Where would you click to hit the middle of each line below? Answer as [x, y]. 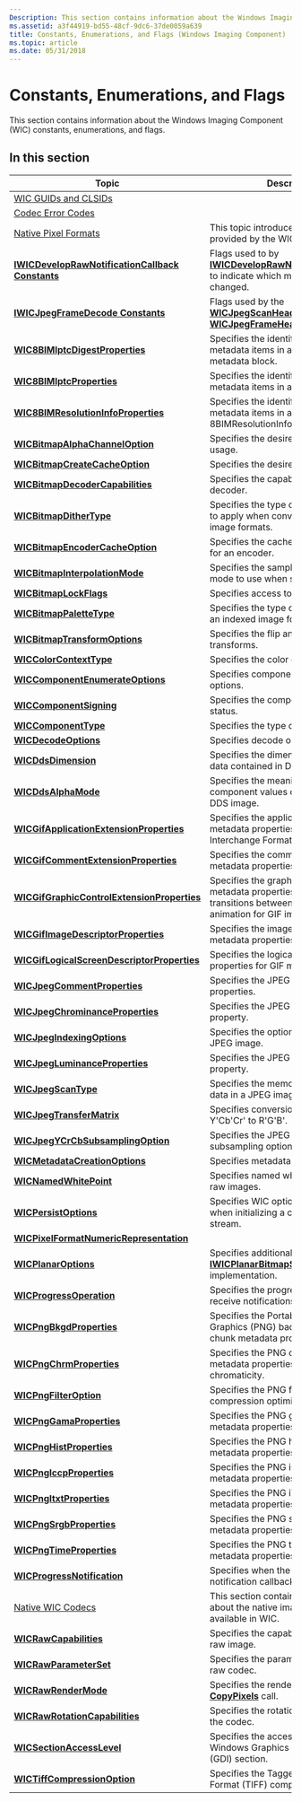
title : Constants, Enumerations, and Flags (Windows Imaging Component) [148, 34]
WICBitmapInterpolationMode [79, 573]
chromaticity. [237, 1375]
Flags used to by [244, 253]
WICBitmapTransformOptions [78, 639]
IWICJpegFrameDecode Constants [90, 312]
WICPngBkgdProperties [66, 1326]
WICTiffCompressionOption [75, 1779]
